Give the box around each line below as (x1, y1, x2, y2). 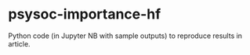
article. (8, 39, 31, 48)
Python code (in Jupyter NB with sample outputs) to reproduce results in (8, 31, 243, 40)
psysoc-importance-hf (8, 5, 161, 23)
